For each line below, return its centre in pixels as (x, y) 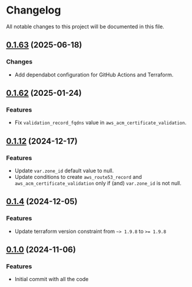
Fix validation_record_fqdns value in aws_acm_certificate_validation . (100, 123)
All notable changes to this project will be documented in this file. (85, 26)
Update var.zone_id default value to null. (64, 171)
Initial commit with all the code (52, 279)
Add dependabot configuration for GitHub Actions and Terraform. (94, 75)
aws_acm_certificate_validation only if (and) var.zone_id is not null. (98, 183)
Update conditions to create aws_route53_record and (78, 177)
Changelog (34, 10)
